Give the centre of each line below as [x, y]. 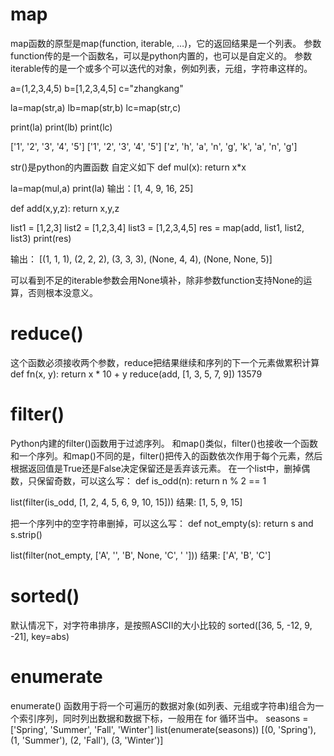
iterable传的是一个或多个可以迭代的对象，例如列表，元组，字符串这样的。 [161, 68]
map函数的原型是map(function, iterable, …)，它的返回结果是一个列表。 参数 [166, 43]
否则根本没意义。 [62, 292]
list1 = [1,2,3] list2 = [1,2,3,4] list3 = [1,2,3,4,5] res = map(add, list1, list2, [157, 227]
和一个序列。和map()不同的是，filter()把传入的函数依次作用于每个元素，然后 [166, 455]
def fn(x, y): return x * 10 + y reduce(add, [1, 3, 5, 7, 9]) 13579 [136, 374]
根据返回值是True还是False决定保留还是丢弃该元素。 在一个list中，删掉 [156, 468]
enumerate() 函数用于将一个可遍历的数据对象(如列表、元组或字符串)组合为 [163, 705]
